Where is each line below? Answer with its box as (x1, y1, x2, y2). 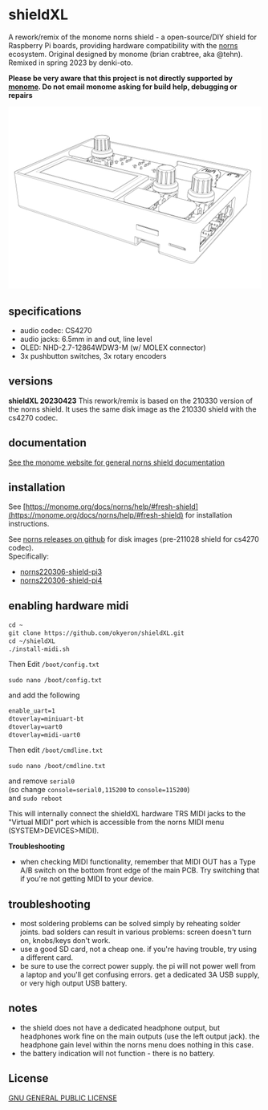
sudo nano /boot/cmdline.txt (8, 762, 106, 770)
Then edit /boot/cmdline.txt (8, 745, 104, 755)
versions (8, 375, 54, 388)
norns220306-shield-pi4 (19, 575, 103, 585)
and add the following (8, 690, 80, 700)
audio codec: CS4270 (19, 325, 92, 335)
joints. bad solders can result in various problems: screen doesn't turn (19, 927, 252, 937)
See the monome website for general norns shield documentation (8, 457, 225, 467)
